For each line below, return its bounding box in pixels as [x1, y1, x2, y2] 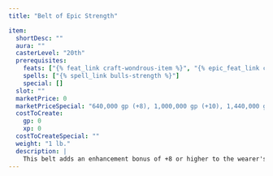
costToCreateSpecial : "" [15, 132, 100, 140]
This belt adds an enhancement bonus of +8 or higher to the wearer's [23, 155, 267, 163]
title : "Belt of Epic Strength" [8, 11, 118, 20]
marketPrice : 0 [15, 94, 67, 102]
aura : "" [15, 41, 45, 49]
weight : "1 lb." [15, 140, 71, 148]
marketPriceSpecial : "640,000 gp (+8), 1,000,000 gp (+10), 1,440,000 [15, 102, 260, 110]
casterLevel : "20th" [15, 49, 85, 58]
